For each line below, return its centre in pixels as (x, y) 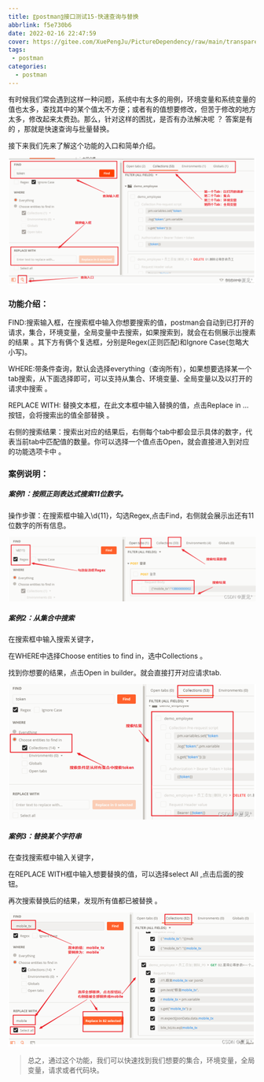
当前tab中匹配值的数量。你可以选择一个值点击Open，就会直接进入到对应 (132, 441)
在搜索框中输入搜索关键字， (53, 639)
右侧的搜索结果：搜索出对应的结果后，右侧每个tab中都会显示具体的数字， (127, 431)
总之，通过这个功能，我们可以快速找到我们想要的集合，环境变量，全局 (141, 1061)
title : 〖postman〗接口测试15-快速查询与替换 (73, 17)
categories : (27, 67)
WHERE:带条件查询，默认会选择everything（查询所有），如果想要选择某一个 (130, 368)
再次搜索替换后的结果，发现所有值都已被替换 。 (85, 901)
